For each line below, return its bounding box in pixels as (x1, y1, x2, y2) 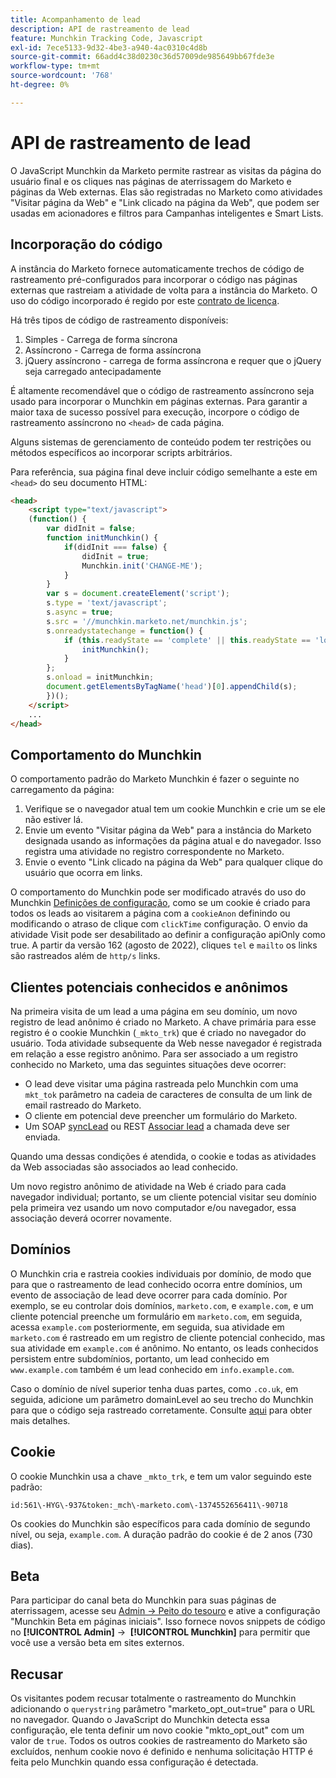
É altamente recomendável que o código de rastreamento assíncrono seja (10, 384, 315, 396)
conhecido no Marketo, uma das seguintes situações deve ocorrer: (10, 1059, 287, 1070)
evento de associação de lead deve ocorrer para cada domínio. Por (10, 1289, 288, 1301)
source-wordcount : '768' (10, 71, 114, 81)
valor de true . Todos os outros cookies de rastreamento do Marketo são (10, 1735, 308, 1747)
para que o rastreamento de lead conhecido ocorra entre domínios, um (10, 1278, 303, 1290)
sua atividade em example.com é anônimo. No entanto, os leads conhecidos (10, 1342, 319, 1354)
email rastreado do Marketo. (24, 1099, 142, 1111)
